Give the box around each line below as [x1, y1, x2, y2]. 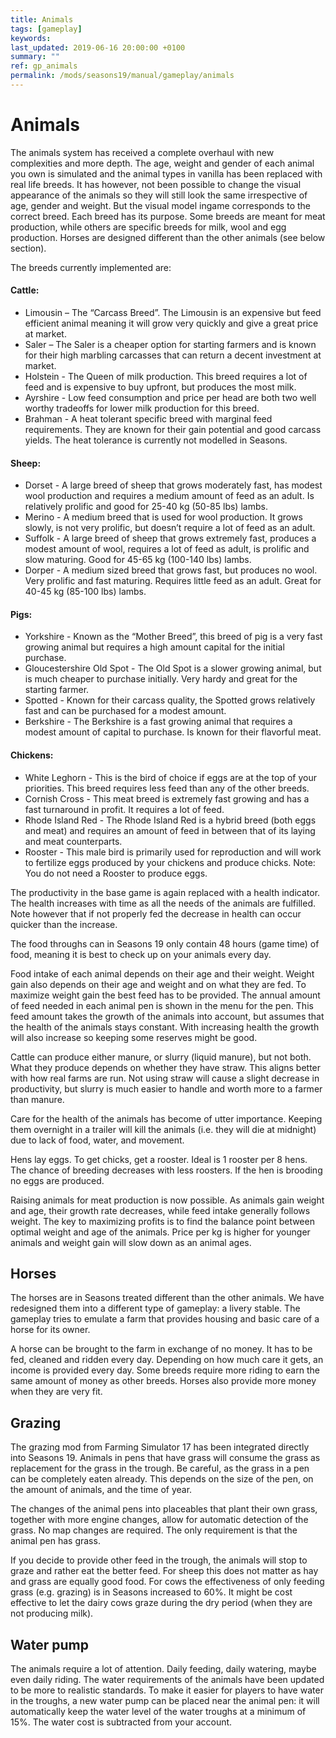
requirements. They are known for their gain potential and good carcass [24, 424, 322, 436]
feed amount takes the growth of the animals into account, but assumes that [10, 1010, 325, 1022]
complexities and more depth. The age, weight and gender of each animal [10, 157, 315, 169]
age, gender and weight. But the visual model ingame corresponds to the [10, 199, 311, 211]
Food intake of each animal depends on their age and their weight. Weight [10, 967, 315, 980]
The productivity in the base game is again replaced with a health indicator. [10, 886, 321, 898]
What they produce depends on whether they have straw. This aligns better [10, 1061, 322, 1073]
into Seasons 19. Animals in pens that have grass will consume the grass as [10, 1452, 321, 1464]
